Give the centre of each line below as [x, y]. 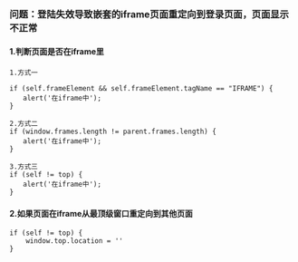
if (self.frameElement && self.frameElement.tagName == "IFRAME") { [141, 89]
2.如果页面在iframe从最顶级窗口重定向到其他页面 [101, 213]
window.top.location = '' [75, 241]
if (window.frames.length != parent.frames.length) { [113, 132]
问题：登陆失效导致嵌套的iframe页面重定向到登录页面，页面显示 [149, 14]
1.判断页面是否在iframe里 [57, 51]
